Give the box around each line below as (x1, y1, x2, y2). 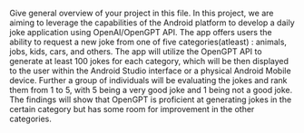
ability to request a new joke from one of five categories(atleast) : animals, (9, 36, 288, 47)
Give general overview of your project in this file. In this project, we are (9, 8, 274, 18)
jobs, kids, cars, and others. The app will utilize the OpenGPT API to (9, 46, 262, 57)
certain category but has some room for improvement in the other (9, 104, 255, 114)
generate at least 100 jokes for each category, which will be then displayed (9, 56, 289, 66)
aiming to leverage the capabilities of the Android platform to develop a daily (9, 17, 295, 28)
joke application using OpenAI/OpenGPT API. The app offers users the (9, 27, 272, 37)
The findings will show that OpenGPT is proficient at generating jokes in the (9, 94, 292, 105)
